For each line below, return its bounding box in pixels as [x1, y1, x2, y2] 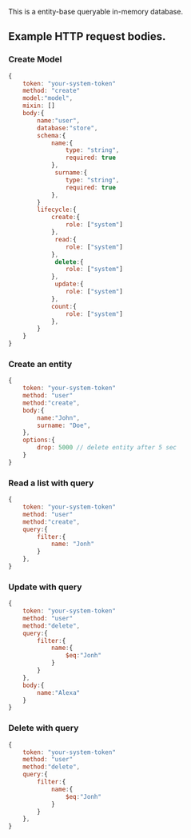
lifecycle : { [37, 206, 78, 214]
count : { [50, 302, 78, 310]
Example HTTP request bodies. [8, 30, 166, 43]
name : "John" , [37, 413, 81, 422]
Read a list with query [8, 477, 94, 489]
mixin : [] [22, 102, 56, 110]
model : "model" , [22, 94, 74, 102]
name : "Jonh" [50, 540, 94, 549]
